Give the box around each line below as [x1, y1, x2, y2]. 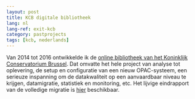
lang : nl [6, 20, 29, 26]
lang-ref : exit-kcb [6, 26, 56, 32]
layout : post [6, 9, 39, 15]
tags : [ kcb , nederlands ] [6, 37, 69, 43]
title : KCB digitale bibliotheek [6, 15, 91, 21]
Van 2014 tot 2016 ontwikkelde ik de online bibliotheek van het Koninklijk [6, 54, 188, 61]
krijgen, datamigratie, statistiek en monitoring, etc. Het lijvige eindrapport [6, 80, 190, 87]
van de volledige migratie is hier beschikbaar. [6, 86, 120, 93]
